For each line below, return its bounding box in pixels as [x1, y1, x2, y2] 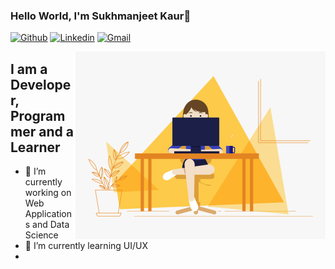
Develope [10, 76, 72, 93]
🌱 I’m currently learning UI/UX [24, 240, 149, 252]
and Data [32, 219, 70, 231]
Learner [10, 139, 61, 156]
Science [24, 229, 59, 241]
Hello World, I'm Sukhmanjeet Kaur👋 [10, 9, 192, 23]
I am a [10, 60, 48, 78]
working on [24, 187, 72, 199]
